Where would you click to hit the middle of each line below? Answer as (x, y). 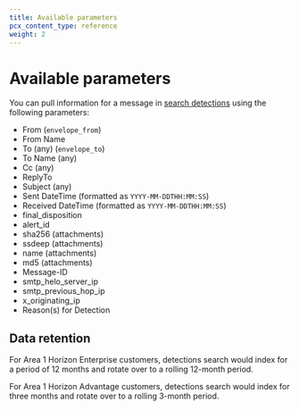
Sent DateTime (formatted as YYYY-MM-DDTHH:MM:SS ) (116, 197)
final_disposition (52, 215)
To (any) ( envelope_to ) (63, 149)
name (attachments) (59, 253)
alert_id (36, 225)
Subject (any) (47, 187)
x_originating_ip (51, 301)
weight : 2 (28, 34)
